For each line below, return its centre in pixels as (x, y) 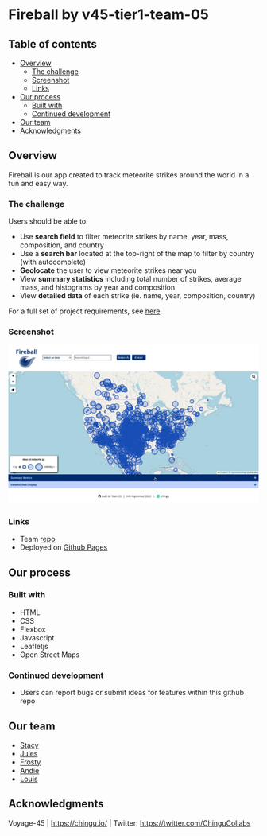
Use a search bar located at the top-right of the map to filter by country (137, 254)
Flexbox (33, 629)
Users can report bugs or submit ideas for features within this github (132, 693)
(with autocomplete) (52, 262)
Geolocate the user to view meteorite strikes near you (108, 270)
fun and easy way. (39, 183)
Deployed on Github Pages (64, 547)
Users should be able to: (48, 221)
